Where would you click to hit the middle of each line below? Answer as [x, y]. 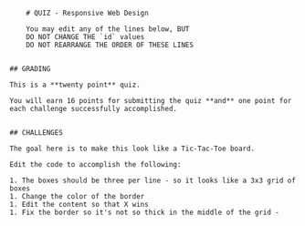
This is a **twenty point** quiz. [75, 85]
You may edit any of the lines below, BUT [108, 29]
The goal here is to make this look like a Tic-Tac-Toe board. [132, 149]
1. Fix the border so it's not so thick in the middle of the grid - [145, 212]
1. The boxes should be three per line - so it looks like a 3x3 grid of [153, 180]
